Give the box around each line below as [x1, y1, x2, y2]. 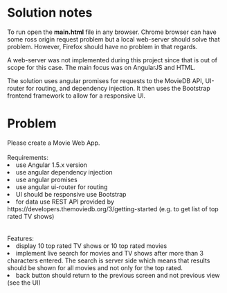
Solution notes [7, 5, 93, 21]
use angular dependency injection [16, 168, 113, 176]
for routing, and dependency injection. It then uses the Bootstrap [26, 84, 211, 92]
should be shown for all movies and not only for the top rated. [7, 263, 183, 272]
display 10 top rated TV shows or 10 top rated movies [16, 241, 167, 250]
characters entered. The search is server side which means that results [7, 256, 210, 265]
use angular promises [16, 175, 78, 184]
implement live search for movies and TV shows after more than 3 [16, 249, 204, 257]
